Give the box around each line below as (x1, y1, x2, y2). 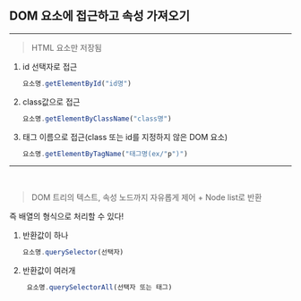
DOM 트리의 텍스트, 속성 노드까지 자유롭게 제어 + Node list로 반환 (30, 192, 262, 203)
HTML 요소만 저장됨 (30, 42, 102, 53)
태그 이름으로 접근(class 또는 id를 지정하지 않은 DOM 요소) (21, 131, 228, 142)
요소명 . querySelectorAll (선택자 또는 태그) (26, 283, 173, 292)
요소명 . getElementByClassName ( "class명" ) (21, 114, 172, 123)
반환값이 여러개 (21, 265, 76, 276)
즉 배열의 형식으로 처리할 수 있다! (9, 211, 125, 222)
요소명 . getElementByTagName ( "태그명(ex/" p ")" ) (21, 149, 188, 158)
